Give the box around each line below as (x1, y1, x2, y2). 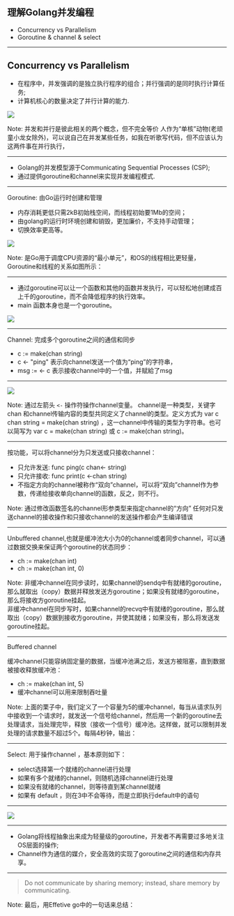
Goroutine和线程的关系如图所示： (7, 262, 103, 270)
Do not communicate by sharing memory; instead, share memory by (24, 878, 221, 887)
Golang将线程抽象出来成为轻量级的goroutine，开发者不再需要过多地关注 (17, 832, 224, 840)
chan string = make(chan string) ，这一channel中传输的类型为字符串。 (7, 418, 209, 427)
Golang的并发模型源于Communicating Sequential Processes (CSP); (17, 163, 210, 171)
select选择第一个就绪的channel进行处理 (17, 765, 131, 773)
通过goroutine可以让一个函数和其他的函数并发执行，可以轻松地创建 (17, 283, 210, 291)
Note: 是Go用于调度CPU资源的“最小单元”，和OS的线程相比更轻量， (7, 253, 200, 261)
